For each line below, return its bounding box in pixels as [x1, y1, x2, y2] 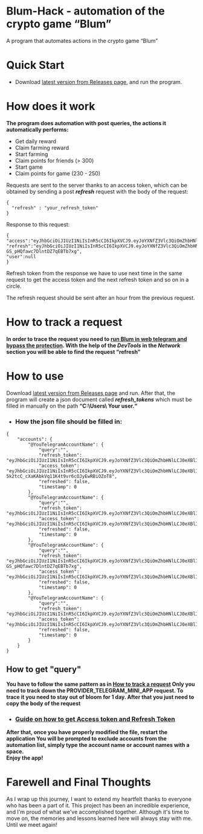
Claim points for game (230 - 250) [14, 169, 101, 177]
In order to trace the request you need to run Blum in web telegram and [6, 335, 187, 342]
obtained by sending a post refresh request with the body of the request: [6, 187, 188, 195]
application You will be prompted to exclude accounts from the [6, 735, 167, 742]
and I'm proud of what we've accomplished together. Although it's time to [6, 809, 189, 816]
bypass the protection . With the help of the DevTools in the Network [6, 342, 181, 349]
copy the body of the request [6, 700, 81, 707]
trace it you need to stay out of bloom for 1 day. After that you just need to [6, 693, 195, 700]
